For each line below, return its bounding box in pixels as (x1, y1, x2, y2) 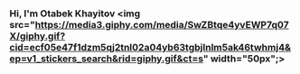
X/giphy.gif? (9, 30, 66, 42)
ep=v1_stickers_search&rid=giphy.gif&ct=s (9, 52, 204, 65)
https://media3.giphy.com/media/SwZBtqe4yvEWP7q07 (34, 18, 289, 31)
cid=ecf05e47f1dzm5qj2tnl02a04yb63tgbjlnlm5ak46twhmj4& (9, 41, 292, 53)
